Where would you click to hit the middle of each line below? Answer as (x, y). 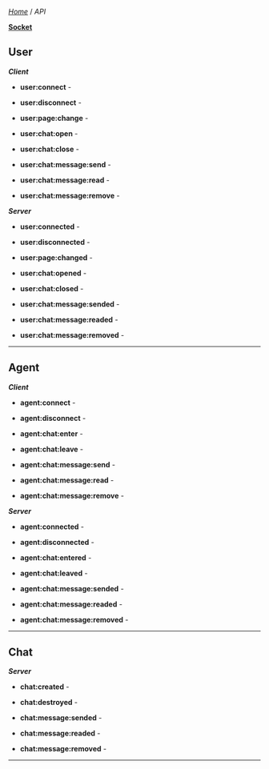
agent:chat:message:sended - (72, 588)
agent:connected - (52, 527)
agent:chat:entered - (56, 557)
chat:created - (44, 687)
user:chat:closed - (52, 288)
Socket (20, 27)
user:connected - (50, 226)
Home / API (27, 12)
